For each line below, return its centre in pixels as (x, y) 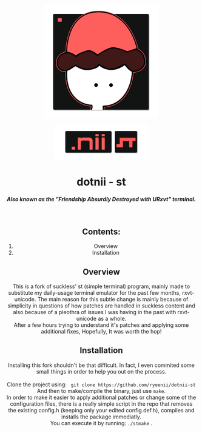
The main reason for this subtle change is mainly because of (113, 299)
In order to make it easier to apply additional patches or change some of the (101, 397)
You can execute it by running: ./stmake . (101, 423)
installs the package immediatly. (101, 417)
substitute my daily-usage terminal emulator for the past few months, (95, 292)
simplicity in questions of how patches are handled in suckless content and (101, 306)
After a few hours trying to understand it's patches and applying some (101, 325)
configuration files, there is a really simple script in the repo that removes (101, 404)
